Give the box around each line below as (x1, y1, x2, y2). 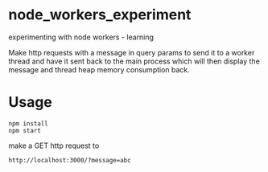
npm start (8, 126, 42, 134)
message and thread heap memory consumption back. (8, 64, 191, 74)
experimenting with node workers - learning (8, 32, 155, 42)
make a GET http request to (8, 141, 100, 150)
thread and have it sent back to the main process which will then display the (8, 56, 260, 66)
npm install (8, 119, 48, 128)
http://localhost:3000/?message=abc (8, 156, 131, 164)
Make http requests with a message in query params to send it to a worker (8, 47, 255, 57)
